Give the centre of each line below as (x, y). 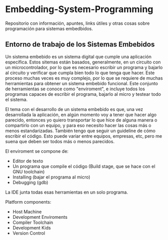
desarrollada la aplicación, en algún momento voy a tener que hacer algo (81, 114)
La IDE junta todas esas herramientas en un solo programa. (67, 192)
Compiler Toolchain (33, 222)
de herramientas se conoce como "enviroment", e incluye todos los (75, 89)
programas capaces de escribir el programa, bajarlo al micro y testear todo (83, 94)
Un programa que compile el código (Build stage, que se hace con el (84, 166)
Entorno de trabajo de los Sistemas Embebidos (80, 45)
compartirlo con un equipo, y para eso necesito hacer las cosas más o (78, 125)
